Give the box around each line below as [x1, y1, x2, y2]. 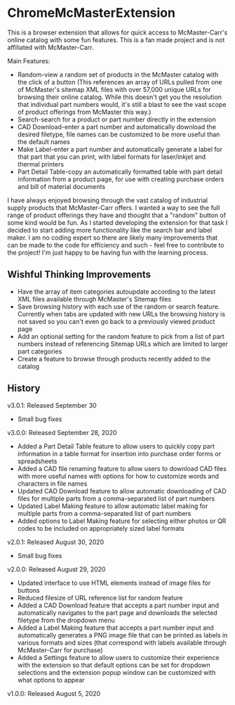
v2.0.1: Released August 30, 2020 [7, 538, 105, 546]
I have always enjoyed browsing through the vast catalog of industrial [7, 195, 208, 205]
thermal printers [17, 160, 65, 168]
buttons [17, 586, 40, 595]
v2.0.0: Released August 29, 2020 [7, 564, 106, 574]
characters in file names [17, 479, 88, 488]
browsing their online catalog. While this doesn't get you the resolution [17, 93, 222, 101]
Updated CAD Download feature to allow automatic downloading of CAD [17, 486, 227, 495]
